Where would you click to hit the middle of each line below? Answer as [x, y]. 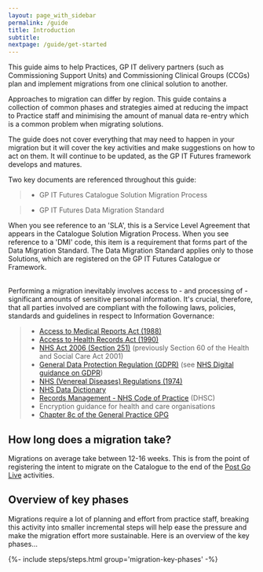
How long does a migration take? [90, 439]
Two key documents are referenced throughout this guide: [102, 180]
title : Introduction [42, 30]
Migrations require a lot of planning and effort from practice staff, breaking [129, 518]
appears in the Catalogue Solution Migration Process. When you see [119, 234]
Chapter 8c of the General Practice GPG [104, 415]
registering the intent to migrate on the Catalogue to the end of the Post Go [130, 467]
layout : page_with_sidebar [52, 15]
